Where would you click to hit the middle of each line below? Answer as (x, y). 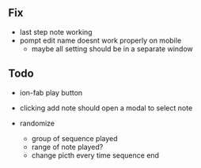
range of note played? (67, 147)
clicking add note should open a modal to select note (106, 108)
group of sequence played (74, 138)
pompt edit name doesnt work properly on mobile (100, 40)
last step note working (56, 32)
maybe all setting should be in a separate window (112, 49)
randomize (37, 123)
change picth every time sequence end (95, 155)
